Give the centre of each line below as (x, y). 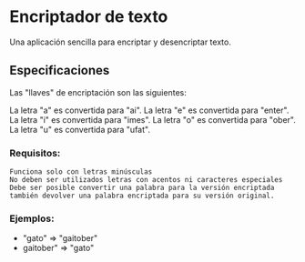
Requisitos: (35, 153)
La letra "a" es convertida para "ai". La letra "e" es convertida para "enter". (149, 110)
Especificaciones (60, 71)
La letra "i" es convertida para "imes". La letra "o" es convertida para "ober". (152, 119)
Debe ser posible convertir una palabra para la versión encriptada (142, 188)
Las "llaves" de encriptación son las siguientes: (98, 92)
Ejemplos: (32, 218)
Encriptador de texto (89, 17)
